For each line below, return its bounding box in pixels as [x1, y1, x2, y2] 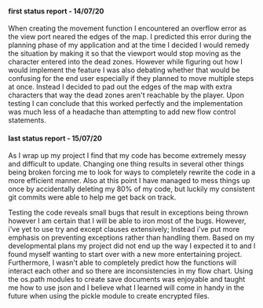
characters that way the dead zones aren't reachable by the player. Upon [8, 90, 245, 100]
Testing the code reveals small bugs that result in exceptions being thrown [8, 208, 249, 218]
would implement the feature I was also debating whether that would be [8, 65, 240, 75]
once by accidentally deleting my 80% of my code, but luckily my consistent [8, 185, 255, 194]
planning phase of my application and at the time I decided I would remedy [8, 40, 250, 50]
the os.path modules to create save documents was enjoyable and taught [8, 275, 246, 284]
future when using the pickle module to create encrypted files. [8, 291, 210, 301]
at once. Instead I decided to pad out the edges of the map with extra [8, 82, 232, 92]
